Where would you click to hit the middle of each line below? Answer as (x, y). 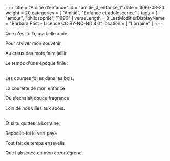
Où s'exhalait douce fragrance (37, 98)
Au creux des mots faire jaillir (36, 53)
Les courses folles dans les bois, (40, 78)
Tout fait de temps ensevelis (35, 143)
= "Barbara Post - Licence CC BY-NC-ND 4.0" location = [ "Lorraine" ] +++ (84, 23)
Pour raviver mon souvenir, (34, 43)
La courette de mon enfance (35, 88)
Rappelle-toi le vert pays (31, 133)
